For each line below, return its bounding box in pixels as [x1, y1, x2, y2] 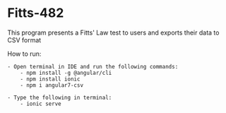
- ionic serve [20, 100, 61, 107]
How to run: [7, 49, 42, 58]
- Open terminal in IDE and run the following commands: [7, 63, 179, 70]
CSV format [7, 35, 42, 44]
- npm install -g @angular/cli [20, 69, 112, 76]
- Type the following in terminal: [7, 94, 112, 101]
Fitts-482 [7, 5, 64, 21]
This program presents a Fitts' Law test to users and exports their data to [7, 28, 220, 37]
